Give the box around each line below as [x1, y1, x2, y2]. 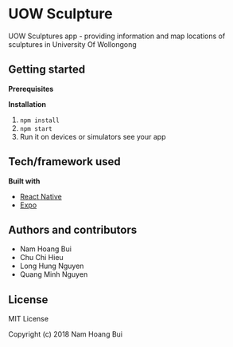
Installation [8, 99, 46, 108]
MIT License [8, 314, 49, 324]
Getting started [8, 63, 86, 77]
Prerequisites [8, 84, 54, 93]
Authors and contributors [8, 223, 138, 236]
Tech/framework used [8, 155, 121, 168]
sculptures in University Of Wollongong [8, 39, 137, 49]
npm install [19, 116, 60, 124]
